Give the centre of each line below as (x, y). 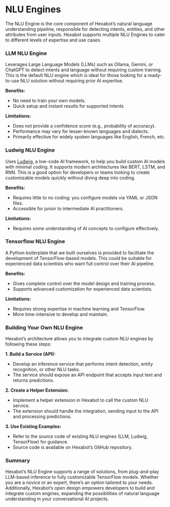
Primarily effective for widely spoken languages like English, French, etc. (89, 137)
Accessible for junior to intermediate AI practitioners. (68, 208)
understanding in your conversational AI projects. (57, 499)
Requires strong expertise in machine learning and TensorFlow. (79, 309)
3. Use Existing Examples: (33, 427)
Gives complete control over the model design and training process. (84, 283)
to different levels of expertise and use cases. (53, 40)
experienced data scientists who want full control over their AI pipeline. (80, 263)
